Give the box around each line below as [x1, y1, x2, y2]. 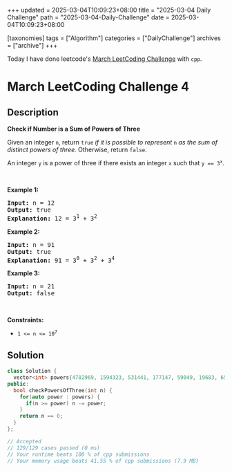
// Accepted [7, 438, 41, 445]
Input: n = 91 [7, 241, 55, 248]
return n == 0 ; [19, 413, 64, 420]
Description [7, 107, 59, 118]
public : [7, 380, 30, 387]
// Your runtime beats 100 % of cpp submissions [7, 451, 150, 458]
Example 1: [7, 186, 39, 194]
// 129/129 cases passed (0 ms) [7, 444, 100, 452]
